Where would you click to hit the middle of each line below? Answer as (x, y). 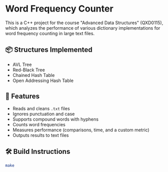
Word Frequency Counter (59, 9)
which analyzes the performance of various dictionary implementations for (83, 28)
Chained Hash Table (34, 75)
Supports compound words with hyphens (55, 119)
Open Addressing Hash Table (43, 80)
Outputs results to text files (41, 135)
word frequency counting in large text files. (50, 33)
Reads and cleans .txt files (41, 108)
